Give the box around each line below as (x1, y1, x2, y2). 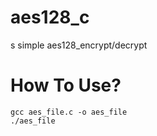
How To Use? (10, 74, 122, 97)
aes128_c (10, 6, 90, 29)
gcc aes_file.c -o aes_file (10, 107, 128, 117)
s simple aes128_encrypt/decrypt (10, 39, 148, 51)
